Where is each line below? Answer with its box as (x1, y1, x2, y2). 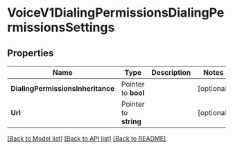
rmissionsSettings (7, 19, 115, 35)
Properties (7, 47, 54, 59)
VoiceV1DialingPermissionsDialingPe (7, 5, 225, 21)
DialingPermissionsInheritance (10, 84, 115, 93)
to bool (121, 88, 145, 98)
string (121, 116, 142, 126)
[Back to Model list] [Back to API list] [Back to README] (7, 134, 166, 143)
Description (151, 68, 191, 77)
